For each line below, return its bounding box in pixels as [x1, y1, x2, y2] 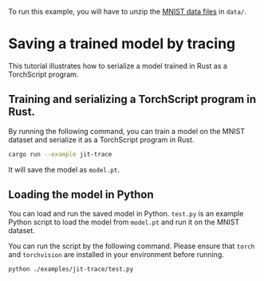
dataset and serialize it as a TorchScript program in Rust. [8, 135, 195, 144]
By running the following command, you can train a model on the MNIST [8, 126, 246, 136]
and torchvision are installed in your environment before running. [8, 250, 225, 259]
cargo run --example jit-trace [8, 150, 112, 158]
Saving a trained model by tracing [8, 35, 236, 53]
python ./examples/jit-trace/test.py [8, 265, 134, 274]
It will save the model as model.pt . [8, 164, 120, 174]
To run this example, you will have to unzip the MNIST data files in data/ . [8, 7, 247, 16]
